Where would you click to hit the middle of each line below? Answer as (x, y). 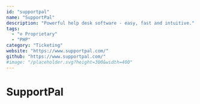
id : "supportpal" (28, 12)
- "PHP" (21, 40)
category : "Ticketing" (35, 46)
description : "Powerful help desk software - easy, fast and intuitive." (101, 23)
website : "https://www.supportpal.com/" (58, 51)
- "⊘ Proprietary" (35, 34)
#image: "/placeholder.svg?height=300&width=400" (70, 62)
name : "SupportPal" (31, 17)
